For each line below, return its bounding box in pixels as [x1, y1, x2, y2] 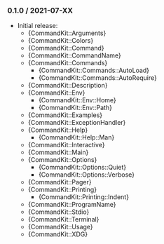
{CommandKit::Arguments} [27, 29, 107, 37]
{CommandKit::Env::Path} [38, 104, 112, 112]
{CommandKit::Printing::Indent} [38, 193, 130, 201]
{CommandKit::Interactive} [27, 141, 105, 149]
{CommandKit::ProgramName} [27, 201, 117, 209]
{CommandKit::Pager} [27, 178, 92, 187]
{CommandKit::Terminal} [27, 215, 100, 224]
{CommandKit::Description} [27, 81, 108, 90]
